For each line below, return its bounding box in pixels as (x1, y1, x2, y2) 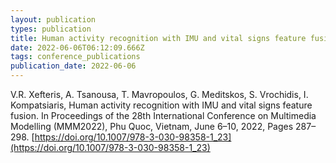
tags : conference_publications (10, 52, 141, 62)
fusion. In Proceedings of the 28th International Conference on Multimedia (10, 110, 317, 121)
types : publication (10, 24, 92, 34)
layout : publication (10, 14, 97, 25)
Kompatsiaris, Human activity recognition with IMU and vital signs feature (10, 99, 313, 111)
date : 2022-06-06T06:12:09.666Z (10, 42, 145, 53)
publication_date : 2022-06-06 (10, 61, 137, 71)
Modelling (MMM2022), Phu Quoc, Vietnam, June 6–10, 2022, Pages (10, 121, 294, 132)
